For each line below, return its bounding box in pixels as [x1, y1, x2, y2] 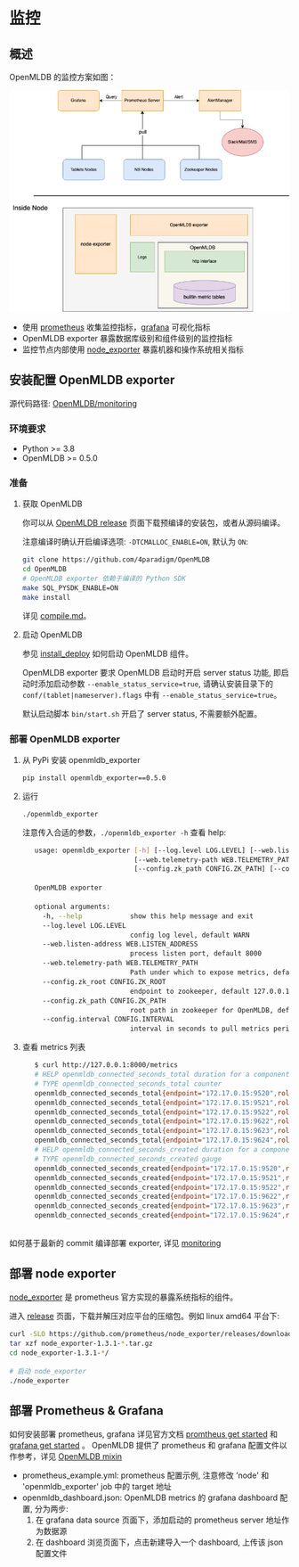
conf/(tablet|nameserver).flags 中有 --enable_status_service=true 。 [21, 689, 282, 700]
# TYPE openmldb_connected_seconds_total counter [34, 1079, 222, 1088]
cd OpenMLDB [21, 565, 67, 574]
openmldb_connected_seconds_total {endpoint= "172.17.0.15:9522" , [34, 1107, 278, 1117]
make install [21, 593, 71, 602]
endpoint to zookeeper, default [130, 987, 250, 996]
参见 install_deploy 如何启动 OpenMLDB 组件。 [21, 648, 194, 659]
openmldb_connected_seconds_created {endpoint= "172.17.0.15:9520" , [34, 1164, 287, 1173]
